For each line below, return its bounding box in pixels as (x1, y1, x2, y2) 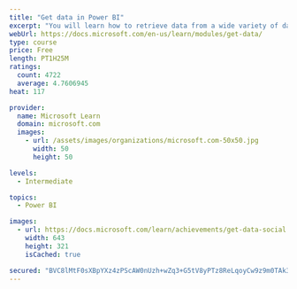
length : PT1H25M (9, 54, 69, 63)
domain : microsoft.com (17, 120, 101, 129)
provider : (9, 103, 46, 112)
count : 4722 (17, 71, 62, 80)
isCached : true (25, 250, 81, 259)
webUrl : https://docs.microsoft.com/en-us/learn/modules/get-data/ (9, 29, 263, 38)
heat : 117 (9, 87, 46, 96)
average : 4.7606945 (17, 79, 89, 88)
